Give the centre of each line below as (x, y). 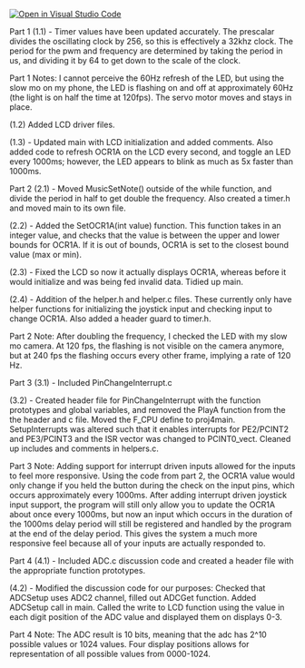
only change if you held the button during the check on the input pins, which (152, 485)
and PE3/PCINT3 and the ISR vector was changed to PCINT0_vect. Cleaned (150, 439)
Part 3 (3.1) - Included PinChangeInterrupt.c (91, 383)
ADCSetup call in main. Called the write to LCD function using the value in (147, 607)
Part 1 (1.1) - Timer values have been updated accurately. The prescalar (142, 31)
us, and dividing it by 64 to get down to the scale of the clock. (125, 60)
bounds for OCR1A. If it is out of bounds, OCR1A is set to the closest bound (149, 245)
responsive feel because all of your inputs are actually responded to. (138, 543)
